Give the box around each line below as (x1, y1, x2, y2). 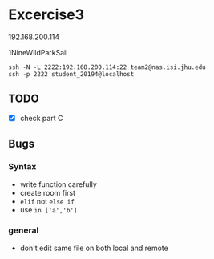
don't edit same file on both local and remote (19, 243, 168, 253)
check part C (19, 113, 63, 123)
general (8, 225, 39, 236)
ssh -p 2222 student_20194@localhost (8, 70, 135, 78)
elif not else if (19, 196, 75, 206)
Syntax (8, 161, 37, 172)
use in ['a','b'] (19, 204, 78, 214)
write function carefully (19, 179, 98, 189)
